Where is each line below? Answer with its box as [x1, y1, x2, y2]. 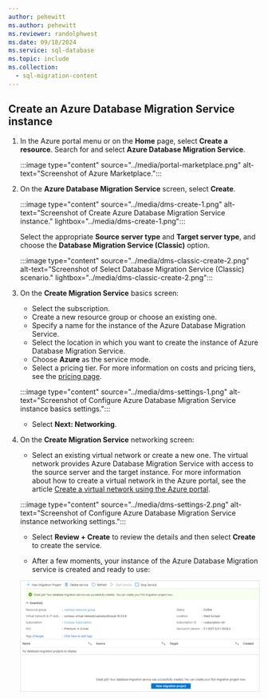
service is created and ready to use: [31, 564, 150, 574]
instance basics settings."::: [19, 404, 111, 413]
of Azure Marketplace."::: [79, 168, 162, 178]
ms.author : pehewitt [8, 21, 77, 30]
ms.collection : [8, 64, 59, 72]
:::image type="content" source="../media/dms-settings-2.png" [19, 500, 229, 509]
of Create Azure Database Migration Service [79, 207, 226, 217]
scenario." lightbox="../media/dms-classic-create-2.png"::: [19, 272, 214, 282]
